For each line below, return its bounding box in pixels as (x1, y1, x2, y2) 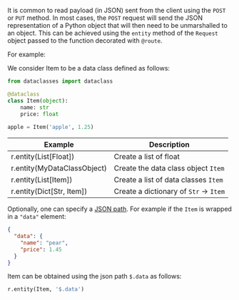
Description (148, 140, 190, 150)
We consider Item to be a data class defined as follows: (7, 64, 170, 72)
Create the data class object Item (113, 163, 225, 173)
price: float (20, 110, 59, 118)
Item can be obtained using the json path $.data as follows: (7, 272, 182, 281)
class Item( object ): (7, 97, 69, 104)
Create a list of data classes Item (113, 175, 223, 185)
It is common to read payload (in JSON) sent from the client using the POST (7, 6, 226, 14)
